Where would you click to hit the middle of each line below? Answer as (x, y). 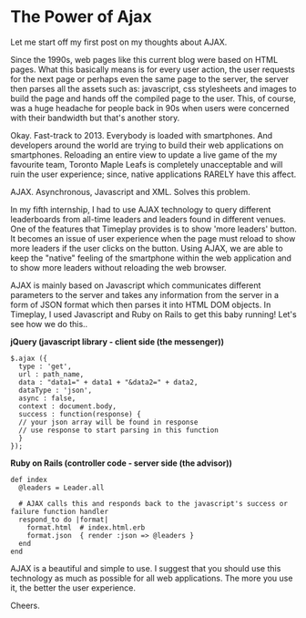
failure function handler (59, 511)
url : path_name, (51, 374)
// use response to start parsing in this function (119, 430)
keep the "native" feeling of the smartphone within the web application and (151, 258)
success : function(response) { (80, 414)
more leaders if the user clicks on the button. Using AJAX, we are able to (147, 248)
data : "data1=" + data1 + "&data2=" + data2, (108, 382)
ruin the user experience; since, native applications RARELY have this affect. (153, 174)
